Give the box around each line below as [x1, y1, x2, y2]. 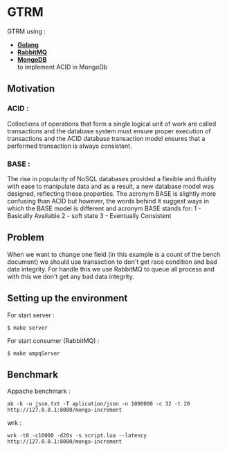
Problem [7, 232, 45, 244]
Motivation [7, 83, 55, 94]
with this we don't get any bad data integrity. [7, 272, 135, 281]
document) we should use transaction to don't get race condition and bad [7, 258, 217, 266]
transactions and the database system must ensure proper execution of [7, 126, 211, 135]
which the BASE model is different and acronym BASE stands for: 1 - [7, 204, 202, 212]
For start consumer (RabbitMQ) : [7, 336, 100, 344]
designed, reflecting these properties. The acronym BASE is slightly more [7, 189, 217, 198]
